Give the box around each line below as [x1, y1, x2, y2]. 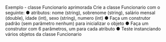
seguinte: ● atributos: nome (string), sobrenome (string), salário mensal [5, 10, 155, 16]
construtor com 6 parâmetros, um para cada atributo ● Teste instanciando [5, 26, 161, 32]
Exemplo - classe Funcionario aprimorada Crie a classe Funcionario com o [5, 5, 160, 10]
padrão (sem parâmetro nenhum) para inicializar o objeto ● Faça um [5, 20, 149, 26]
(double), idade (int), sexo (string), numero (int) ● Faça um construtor [5, 15, 151, 21]
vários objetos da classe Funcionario [5, 31, 82, 37]
